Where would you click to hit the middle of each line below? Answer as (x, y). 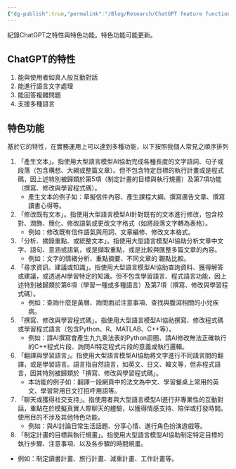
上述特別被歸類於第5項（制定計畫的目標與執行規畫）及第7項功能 (129, 179)
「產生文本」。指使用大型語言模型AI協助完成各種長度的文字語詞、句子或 (120, 162)
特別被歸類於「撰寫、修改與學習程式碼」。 (102, 373)
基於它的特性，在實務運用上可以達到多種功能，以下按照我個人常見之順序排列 (118, 147)
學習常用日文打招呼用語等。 (80, 391)
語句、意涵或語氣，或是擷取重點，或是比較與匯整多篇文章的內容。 (125, 250)
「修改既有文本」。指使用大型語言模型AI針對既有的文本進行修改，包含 (117, 214)
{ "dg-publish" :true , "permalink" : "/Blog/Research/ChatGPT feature (105, 14)
